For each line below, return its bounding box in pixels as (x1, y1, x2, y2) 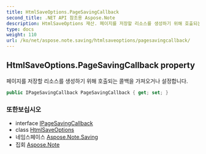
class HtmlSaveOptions (15, 126, 75, 133)
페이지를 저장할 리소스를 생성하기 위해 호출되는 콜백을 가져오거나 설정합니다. (6, 77, 188, 85)
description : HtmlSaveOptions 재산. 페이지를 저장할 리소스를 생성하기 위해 (6, 20, 183, 26)
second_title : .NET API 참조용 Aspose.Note (6, 15, 115, 21)
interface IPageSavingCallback (15, 119, 93, 126)
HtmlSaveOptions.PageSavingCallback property (6, 60, 195, 71)
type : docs (6, 26, 34, 33)
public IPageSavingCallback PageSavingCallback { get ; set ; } (6, 90, 169, 96)
